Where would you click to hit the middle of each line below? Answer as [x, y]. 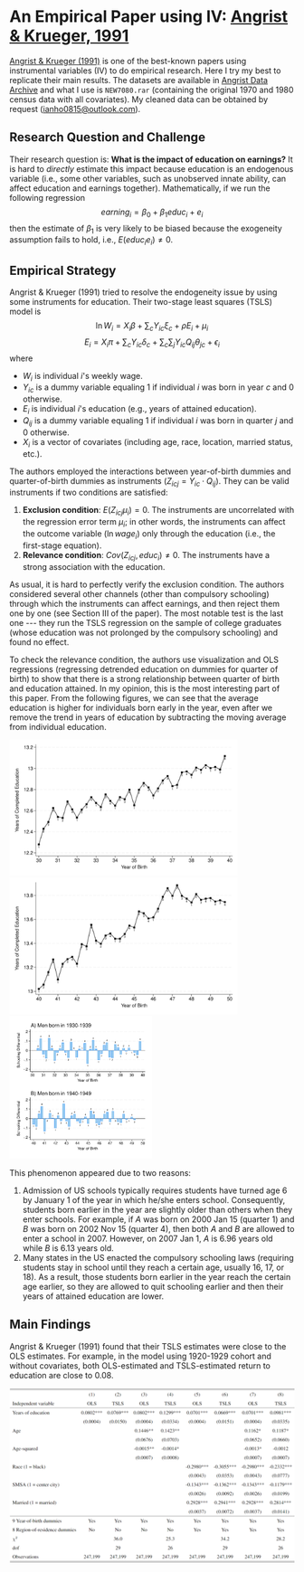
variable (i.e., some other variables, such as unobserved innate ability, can [148, 178]
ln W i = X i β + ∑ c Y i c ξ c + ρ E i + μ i [152, 326]
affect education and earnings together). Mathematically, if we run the [140, 188]
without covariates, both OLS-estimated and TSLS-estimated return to [140, 1365]
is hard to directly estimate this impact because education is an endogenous [152, 168]
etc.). [32, 453]
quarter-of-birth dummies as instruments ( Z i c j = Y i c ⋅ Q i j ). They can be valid [149, 482]
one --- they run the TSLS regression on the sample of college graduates [146, 622]
